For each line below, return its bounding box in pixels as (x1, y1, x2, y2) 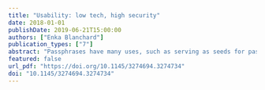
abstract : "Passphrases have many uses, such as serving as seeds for (8, 48, 245, 56)
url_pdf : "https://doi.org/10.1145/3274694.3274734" (8, 63, 185, 70)
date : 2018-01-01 (8, 19, 65, 27)
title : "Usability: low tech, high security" (8, 11, 160, 20)
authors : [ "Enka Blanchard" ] (8, 33, 104, 41)
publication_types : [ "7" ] (8, 41, 93, 49)
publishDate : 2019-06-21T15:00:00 (8, 26, 122, 34)
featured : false (8, 56, 62, 63)
